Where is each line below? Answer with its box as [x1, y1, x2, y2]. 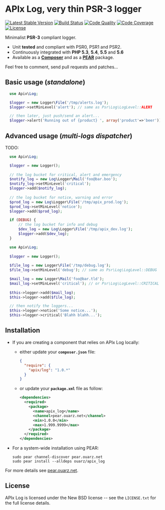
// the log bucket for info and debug [18, 222, 98, 227]
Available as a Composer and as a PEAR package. [12, 54, 114, 60]
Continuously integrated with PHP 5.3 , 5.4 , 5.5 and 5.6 [12, 49, 124, 55]
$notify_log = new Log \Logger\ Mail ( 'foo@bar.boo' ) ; [9, 177, 118, 182]
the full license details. [5, 500, 51, 506]
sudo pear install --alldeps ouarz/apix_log [12, 459, 105, 464]
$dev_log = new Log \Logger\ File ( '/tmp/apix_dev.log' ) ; [18, 227, 133, 232]
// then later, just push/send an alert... [9, 113, 100, 118]
